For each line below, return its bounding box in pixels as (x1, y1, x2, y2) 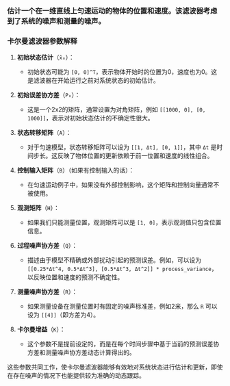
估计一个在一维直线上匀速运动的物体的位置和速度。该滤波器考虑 (7, 5, 218, 15)
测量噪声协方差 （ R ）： (16, 287, 77, 296)
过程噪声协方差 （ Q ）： (16, 242, 77, 250)
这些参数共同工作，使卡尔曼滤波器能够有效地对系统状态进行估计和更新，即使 (7, 363, 223, 371)
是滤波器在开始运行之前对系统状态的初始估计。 (27, 77, 159, 85)
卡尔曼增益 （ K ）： (16, 325, 66, 333)
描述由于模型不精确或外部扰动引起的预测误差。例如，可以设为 (27, 256, 202, 264)
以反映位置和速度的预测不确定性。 (27, 273, 124, 281)
